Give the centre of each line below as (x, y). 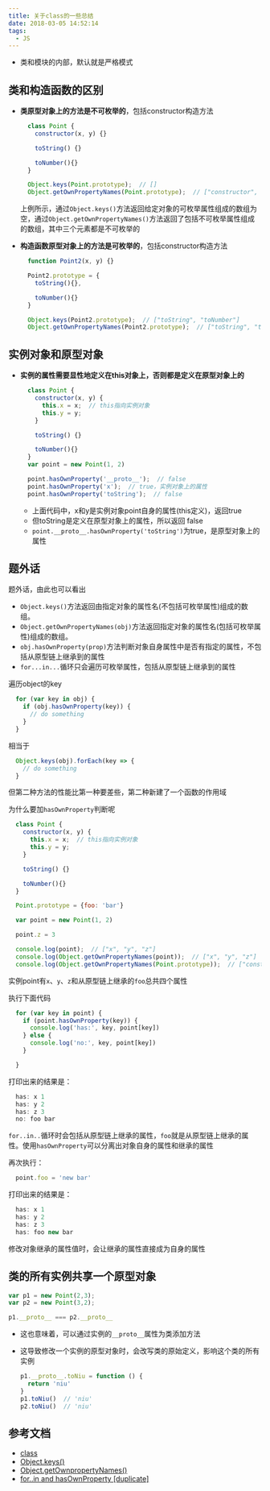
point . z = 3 (36, 935)
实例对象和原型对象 (56, 354)
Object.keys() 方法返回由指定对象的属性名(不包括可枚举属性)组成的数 (134, 607)
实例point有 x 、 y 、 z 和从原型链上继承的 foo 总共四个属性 (98, 980)
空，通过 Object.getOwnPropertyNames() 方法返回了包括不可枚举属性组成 (137, 219)
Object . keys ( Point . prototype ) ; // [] (92, 185)
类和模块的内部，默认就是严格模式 (76, 62)
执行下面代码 (29, 998)
